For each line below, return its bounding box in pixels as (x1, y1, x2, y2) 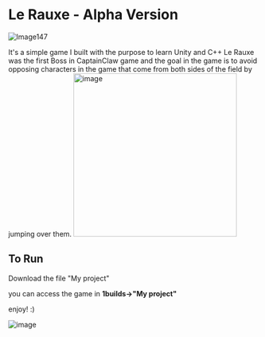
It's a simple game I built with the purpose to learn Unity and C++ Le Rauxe (8, 47, 255, 57)
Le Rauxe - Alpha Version (8, 6, 179, 24)
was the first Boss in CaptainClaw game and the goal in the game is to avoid (8, 56, 258, 65)
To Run (8, 253, 44, 266)
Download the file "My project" (8, 273, 110, 283)
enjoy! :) (8, 304, 35, 314)
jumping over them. (8, 229, 72, 238)
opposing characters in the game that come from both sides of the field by (8, 64, 253, 73)
